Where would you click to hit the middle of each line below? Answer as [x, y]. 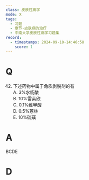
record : [14, 38]
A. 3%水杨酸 [26, 92]
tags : [11, 19]
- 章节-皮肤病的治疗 [28, 28]
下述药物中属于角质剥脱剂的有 [43, 86]
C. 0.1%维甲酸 [27, 105]
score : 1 [24, 47]
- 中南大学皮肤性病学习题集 [35, 33]
